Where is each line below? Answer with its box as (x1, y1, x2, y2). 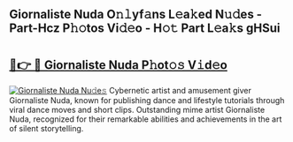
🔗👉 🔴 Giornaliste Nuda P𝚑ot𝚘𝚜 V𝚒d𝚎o (9, 57, 227, 72)
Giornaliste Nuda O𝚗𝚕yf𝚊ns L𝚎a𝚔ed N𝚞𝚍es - (9, 7, 263, 22)
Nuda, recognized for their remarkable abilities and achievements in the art (9, 114, 282, 124)
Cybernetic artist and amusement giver (109, 86, 252, 95)
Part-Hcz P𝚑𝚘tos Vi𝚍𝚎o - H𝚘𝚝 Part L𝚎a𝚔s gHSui (9, 21, 281, 36)
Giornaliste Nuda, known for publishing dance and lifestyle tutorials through (9, 95, 285, 105)
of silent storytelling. (9, 123, 84, 133)
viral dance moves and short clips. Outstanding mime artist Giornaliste (9, 105, 266, 115)
